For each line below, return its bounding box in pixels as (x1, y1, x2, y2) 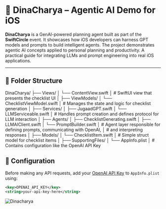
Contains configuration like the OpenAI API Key (5, 142, 101, 148)
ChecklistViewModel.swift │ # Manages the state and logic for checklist (5, 100, 151, 106)
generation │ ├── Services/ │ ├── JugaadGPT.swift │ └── (5, 105, 127, 111)
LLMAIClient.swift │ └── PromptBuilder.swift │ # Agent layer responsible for (5, 121, 161, 127)
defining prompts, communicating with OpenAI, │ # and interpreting (5, 126, 143, 133)
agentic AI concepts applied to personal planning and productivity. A (5, 47, 145, 53)
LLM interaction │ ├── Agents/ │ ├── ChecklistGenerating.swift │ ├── (5, 116, 151, 122)
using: (5, 175, 18, 181)
